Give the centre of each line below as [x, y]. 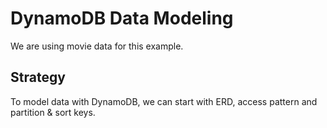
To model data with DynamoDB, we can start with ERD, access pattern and [164, 101]
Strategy [38, 77]
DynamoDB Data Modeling [122, 18]
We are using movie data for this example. [97, 46]
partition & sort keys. [53, 112]
